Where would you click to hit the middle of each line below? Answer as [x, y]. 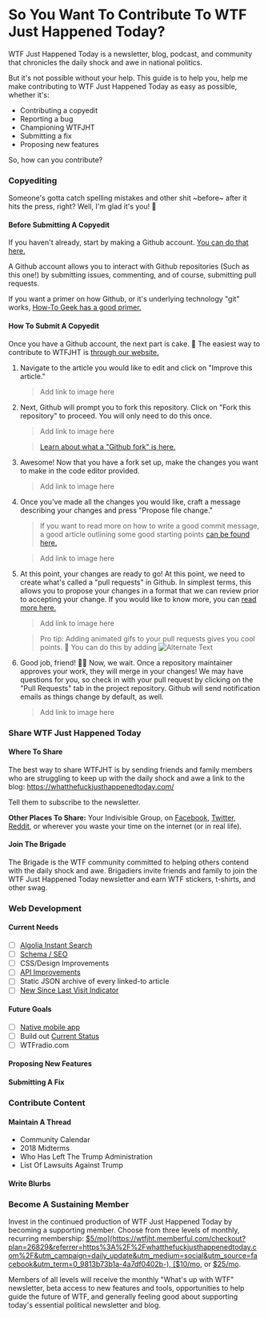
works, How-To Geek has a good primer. [75, 308]
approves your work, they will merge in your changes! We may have [132, 671]
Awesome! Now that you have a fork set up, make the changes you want [139, 462]
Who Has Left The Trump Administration [86, 1156]
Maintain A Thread [40, 1122]
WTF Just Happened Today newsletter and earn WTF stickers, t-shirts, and [132, 879]
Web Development [45, 908]
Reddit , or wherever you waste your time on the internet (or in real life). [125, 826]
